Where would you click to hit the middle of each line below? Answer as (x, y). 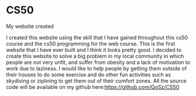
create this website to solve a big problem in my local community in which (95, 56)
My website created (30, 26)
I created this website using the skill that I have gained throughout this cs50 (97, 37)
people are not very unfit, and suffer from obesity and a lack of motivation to (98, 62)
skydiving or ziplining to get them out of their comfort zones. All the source (96, 81)
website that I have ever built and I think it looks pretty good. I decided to (94, 49)
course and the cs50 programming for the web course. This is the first (91, 44)
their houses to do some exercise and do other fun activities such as (89, 74)
